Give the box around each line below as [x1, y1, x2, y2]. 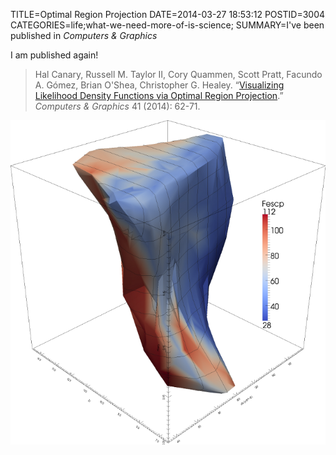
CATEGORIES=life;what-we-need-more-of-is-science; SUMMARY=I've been [10, 19, 325, 31]
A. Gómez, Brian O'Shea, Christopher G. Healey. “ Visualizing [34, 79, 285, 91]
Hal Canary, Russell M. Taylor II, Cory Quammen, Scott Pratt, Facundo [34, 69, 323, 80]
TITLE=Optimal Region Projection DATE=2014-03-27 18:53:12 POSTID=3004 [10, 9, 326, 20]
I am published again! [10, 49, 99, 61]
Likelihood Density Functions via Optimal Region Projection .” [34, 90, 284, 101]
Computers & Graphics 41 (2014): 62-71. [34, 100, 201, 112]
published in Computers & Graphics [10, 30, 158, 41]
